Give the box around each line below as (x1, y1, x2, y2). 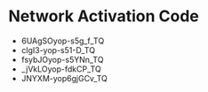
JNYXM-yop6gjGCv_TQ (20, 73, 108, 83)
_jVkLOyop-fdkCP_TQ (20, 64, 101, 74)
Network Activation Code (8, 6, 199, 27)
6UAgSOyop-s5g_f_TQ (20, 35, 105, 46)
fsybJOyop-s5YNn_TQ (20, 54, 104, 65)
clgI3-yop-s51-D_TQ (20, 44, 95, 55)
